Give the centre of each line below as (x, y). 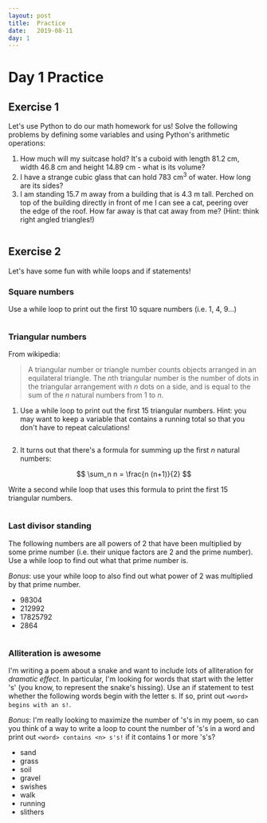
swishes (33, 786)
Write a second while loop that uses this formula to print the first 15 (118, 489)
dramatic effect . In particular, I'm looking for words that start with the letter (131, 679)
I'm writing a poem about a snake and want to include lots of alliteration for (131, 670)
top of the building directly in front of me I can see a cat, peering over (134, 202)
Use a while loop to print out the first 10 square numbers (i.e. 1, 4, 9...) (123, 310)
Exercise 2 (35, 252)
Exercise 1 (34, 107)
